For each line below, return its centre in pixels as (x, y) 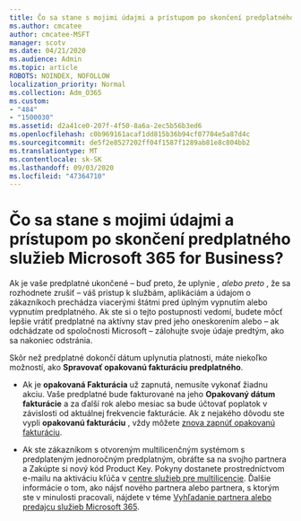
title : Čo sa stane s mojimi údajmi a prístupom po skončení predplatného (152, 17)
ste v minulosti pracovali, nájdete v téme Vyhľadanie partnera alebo (146, 498)
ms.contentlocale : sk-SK (56, 159)
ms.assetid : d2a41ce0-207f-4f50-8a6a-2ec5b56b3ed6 (106, 126)
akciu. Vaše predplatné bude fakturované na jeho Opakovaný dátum (149, 395)
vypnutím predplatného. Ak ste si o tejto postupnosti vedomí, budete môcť (146, 312)
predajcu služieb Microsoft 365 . (81, 507)
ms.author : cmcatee (46, 26)
